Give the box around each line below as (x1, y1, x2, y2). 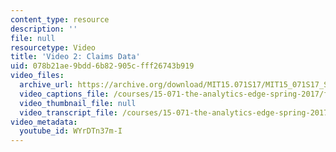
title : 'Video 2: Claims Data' (10, 52, 141, 62)
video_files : (10, 71, 65, 81)
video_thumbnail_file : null (19, 98, 137, 108)
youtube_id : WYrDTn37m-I (19, 126, 123, 136)
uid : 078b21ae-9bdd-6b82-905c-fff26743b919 (10, 61, 195, 71)
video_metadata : (10, 117, 78, 127)
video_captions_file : (19, 89, 110, 99)
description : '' (10, 24, 78, 34)
